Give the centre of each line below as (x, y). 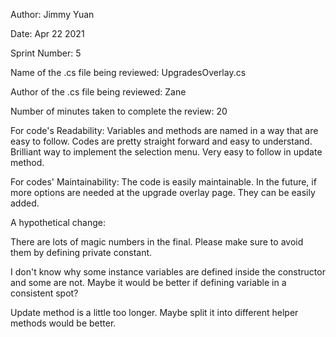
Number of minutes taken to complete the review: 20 (119, 111)
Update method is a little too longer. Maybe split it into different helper (154, 312)
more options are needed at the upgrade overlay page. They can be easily (163, 192)
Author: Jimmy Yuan (52, 14)
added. (25, 203)
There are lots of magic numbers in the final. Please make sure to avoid (157, 242)
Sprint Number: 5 (46, 53)
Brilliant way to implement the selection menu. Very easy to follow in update (166, 152)
